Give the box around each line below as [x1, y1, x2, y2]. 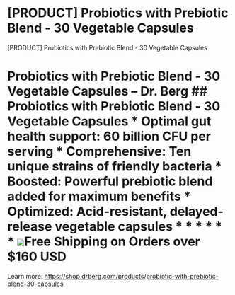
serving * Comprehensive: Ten [7, 144, 192, 160]
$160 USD [7, 249, 67, 265]
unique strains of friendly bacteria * [7, 158, 222, 175]
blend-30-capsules [7, 279, 64, 288]
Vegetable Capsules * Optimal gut [7, 113, 212, 129]
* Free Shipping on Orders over [7, 233, 200, 250]
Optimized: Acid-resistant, [7, 204, 168, 220]
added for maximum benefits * [7, 189, 191, 204]
